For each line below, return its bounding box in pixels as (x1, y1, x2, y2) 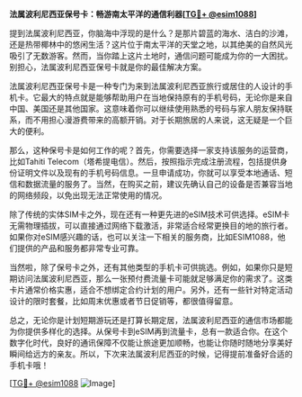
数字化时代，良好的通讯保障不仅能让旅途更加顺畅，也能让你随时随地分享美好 (9, 338, 293, 347)
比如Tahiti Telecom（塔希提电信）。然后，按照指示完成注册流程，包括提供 (9, 157, 280, 167)
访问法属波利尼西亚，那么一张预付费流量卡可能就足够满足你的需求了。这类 (16, 274, 293, 284)
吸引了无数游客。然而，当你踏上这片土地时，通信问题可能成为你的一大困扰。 (9, 50, 293, 61)
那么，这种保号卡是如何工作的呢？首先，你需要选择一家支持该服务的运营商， (9, 145, 293, 156)
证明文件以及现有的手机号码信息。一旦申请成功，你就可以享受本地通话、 (16, 167, 285, 178)
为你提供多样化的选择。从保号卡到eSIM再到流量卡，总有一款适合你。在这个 (9, 326, 289, 337)
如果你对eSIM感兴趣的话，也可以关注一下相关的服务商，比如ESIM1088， (9, 231, 279, 242)
